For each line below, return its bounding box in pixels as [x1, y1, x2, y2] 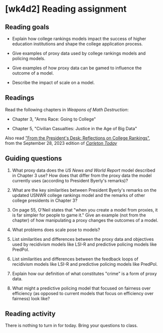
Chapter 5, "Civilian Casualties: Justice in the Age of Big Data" [12, 125, 137, 131]
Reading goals [5, 23, 50, 31]
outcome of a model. [12, 70, 54, 76]
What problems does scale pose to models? [12, 227, 100, 233]
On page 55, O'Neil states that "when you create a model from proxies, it [12, 207, 158, 213]
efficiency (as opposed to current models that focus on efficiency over [12, 290, 154, 296]
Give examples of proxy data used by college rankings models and [12, 50, 146, 56]
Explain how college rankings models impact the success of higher [12, 36, 146, 41]
